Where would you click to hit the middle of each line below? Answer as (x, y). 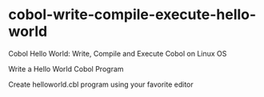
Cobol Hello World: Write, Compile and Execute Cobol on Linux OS (118, 53)
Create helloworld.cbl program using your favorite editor (101, 84)
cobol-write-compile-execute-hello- (132, 15)
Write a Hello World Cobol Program (66, 68)
